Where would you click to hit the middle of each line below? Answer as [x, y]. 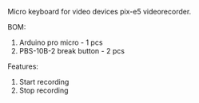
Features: [23, 66]
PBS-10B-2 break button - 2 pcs [72, 51]
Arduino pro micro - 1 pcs [61, 42]
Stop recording [44, 90]
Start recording [44, 82]
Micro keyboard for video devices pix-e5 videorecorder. [99, 12]
